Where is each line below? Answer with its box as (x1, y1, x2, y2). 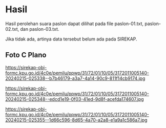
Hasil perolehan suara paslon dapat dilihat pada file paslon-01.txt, (5, 20, 144, 27)
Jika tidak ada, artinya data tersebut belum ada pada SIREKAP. (5, 36, 137, 42)
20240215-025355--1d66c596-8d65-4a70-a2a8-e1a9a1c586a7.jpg (5, 117, 148, 123)
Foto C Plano (5, 51, 47, 59)
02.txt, (5, 26, 19, 32)
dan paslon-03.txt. (20, 26, 59, 32)
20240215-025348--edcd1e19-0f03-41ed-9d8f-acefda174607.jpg (5, 96, 144, 102)
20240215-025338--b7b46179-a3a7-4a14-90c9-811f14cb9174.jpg (5, 75, 146, 81)
